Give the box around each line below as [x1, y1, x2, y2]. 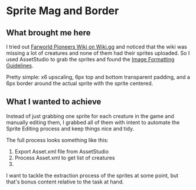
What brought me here [6, 28, 91, 38]
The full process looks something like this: [6, 136, 109, 143]
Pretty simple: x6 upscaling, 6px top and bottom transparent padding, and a [6, 74, 191, 80]
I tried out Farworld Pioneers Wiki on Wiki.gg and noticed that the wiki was [6, 43, 187, 50]
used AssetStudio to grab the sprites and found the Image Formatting [6, 56, 175, 63]
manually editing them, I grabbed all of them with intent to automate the [6, 119, 180, 126]
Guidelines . [6, 62, 34, 69]
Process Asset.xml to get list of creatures [14, 154, 115, 161]
